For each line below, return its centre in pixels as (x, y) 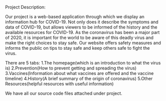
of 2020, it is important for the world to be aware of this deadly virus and (79, 37)
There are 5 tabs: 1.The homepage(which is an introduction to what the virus (83, 63)
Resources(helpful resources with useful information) (59, 84)
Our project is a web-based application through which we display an (75, 17)
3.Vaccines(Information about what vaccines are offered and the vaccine (80, 73)
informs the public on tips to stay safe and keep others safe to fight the (78, 48)
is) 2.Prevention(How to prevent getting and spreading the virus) (71, 68)
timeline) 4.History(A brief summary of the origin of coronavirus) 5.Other (79, 79)
